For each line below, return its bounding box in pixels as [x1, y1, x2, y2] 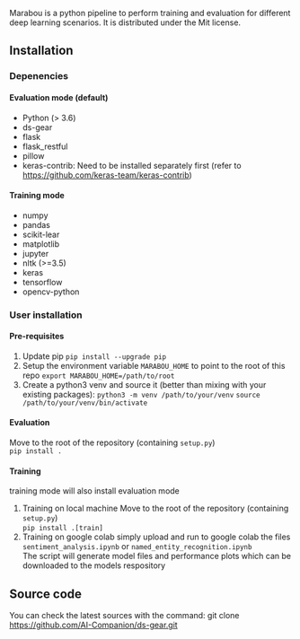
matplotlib [22, 238, 60, 249]
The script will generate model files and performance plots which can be [22, 551, 292, 562]
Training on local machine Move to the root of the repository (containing [22, 503, 289, 514]
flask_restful [22, 141, 68, 152]
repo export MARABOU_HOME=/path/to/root [22, 370, 175, 381]
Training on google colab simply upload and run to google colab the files [22, 531, 291, 542]
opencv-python [22, 286, 80, 297]
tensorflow [22, 276, 63, 287]
